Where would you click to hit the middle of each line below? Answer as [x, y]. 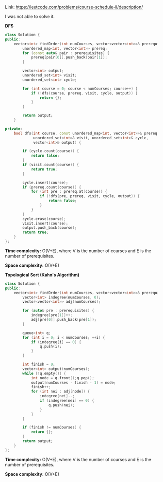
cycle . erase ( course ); [44, 219]
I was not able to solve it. [30, 16]
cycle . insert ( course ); [45, 183]
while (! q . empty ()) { [44, 373]
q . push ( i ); [51, 347]
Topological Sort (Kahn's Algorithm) [42, 275]
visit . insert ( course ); [45, 223]
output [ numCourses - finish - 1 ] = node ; [73, 382]
